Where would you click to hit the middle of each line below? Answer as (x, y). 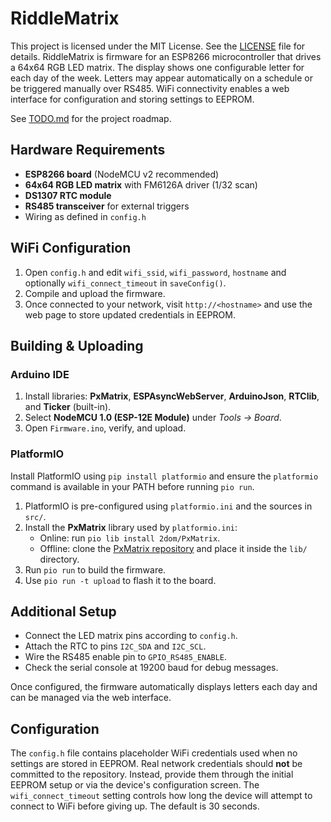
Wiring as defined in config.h (85, 216)
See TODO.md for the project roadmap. (91, 118)
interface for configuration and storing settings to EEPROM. (132, 99)
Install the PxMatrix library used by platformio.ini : (131, 527)
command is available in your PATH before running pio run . (132, 486)
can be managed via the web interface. (91, 698)
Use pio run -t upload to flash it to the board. (120, 580)
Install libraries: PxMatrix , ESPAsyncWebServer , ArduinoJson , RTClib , (172, 396)
